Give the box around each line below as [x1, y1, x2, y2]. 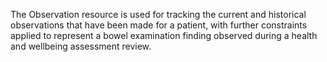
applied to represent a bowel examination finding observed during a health [10, 30, 318, 41]
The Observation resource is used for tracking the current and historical [10, 9, 307, 20]
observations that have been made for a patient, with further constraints [10, 19, 308, 31]
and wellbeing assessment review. [10, 40, 152, 52]
